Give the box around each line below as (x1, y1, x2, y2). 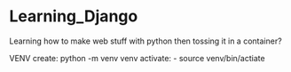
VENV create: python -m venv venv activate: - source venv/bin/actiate (9, 52, 265, 63)
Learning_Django (9, 6, 138, 27)
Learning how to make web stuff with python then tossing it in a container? (9, 36, 282, 46)
